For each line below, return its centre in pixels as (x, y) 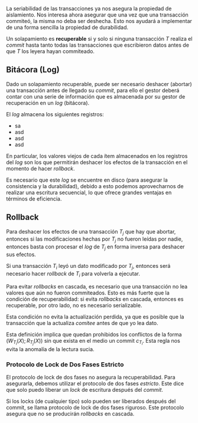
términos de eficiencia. (34, 199)
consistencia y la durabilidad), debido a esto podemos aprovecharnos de (95, 186)
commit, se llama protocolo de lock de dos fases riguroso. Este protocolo (95, 408)
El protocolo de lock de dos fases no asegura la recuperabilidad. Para (91, 378)
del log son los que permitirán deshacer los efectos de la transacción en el (97, 162)
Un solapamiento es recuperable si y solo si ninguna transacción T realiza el (99, 39)
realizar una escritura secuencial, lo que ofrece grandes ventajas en (89, 192)
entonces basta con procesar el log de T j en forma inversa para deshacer (95, 247)
